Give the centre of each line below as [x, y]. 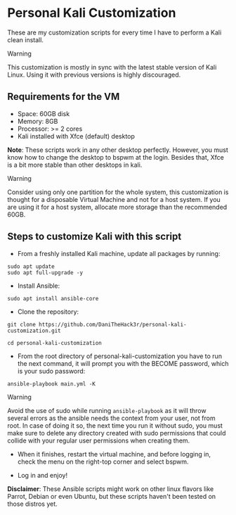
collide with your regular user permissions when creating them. [99, 440]
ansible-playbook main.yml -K [52, 384]
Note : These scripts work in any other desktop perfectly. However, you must [118, 150]
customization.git [34, 331]
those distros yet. [32, 504]
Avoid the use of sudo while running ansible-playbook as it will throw [107, 410]
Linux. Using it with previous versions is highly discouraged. [94, 75]
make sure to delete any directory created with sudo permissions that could [117, 433]
